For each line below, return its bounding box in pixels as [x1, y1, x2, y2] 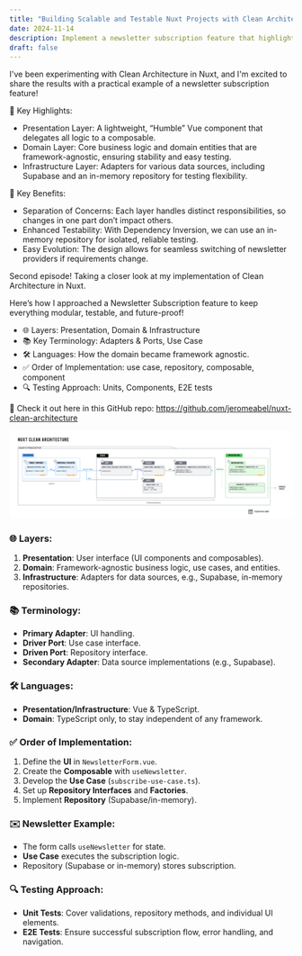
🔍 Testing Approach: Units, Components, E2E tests [22, 383, 213, 393]
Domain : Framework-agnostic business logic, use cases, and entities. [22, 563, 280, 573]
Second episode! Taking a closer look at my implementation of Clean [9, 271, 264, 282]
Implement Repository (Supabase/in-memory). [22, 794, 198, 805]
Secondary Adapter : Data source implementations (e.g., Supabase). [22, 657, 276, 668]
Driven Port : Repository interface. [22, 647, 148, 658]
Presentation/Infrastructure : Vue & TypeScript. [22, 703, 200, 715]
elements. [22, 916, 60, 927]
